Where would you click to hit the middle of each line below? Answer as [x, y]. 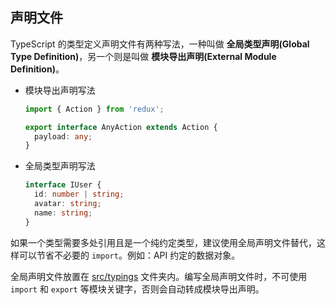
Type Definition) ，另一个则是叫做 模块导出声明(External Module [143, 56]
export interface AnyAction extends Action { [121, 127]
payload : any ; [63, 136]
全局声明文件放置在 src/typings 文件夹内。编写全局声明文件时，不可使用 [159, 276]
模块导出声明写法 [60, 90]
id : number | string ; [79, 194]
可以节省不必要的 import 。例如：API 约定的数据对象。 [129, 255]
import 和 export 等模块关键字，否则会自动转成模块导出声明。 [137, 289]
